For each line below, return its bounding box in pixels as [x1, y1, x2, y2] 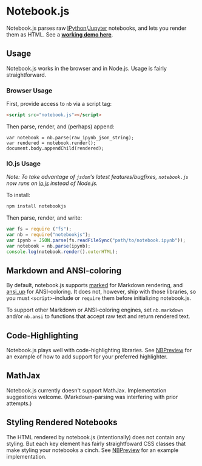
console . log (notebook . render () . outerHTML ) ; [6, 248, 118, 255]
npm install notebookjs [6, 203, 67, 209]
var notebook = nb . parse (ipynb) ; [6, 243, 91, 249]
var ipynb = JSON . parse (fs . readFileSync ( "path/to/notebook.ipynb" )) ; [6, 237, 186, 243]
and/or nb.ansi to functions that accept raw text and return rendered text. [6, 313, 190, 320]
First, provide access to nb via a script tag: [6, 100, 112, 108]
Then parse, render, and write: [6, 214, 82, 221]
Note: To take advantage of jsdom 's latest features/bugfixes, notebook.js [6, 173, 189, 181]
